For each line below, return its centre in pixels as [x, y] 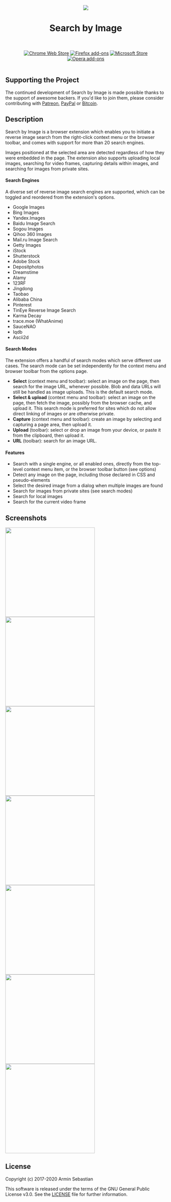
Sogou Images [28, 229]
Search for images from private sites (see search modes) [72, 491]
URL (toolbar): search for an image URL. [55, 441]
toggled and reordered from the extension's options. [60, 197]
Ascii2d [21, 337]
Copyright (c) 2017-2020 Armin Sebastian [49, 1179]
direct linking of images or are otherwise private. [64, 413]
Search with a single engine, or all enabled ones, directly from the [82, 464]
